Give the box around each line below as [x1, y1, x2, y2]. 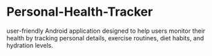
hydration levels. [6, 41, 53, 49]
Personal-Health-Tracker [6, 4, 153, 20]
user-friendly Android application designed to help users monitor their [6, 27, 206, 35]
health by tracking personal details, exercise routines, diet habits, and [6, 33, 204, 42]
